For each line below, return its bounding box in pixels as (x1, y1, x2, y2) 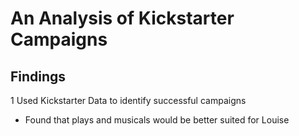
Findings (10, 68, 67, 85)
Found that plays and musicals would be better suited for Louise (24, 114, 290, 126)
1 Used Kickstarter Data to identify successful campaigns (10, 95, 247, 106)
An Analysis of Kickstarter (10, 7, 235, 30)
